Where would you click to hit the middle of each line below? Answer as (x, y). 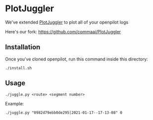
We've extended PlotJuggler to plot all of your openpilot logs (67, 22)
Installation (23, 47)
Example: (15, 103)
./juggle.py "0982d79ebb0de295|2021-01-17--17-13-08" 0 (64, 113)
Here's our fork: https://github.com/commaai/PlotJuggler (63, 31)
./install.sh (19, 68)
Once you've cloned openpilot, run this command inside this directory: (76, 59)
